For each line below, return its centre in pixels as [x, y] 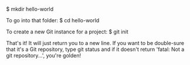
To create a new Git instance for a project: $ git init [67, 32]
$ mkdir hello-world [30, 9]
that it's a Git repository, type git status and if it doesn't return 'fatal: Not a [95, 49]
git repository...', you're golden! [43, 55]
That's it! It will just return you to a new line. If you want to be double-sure [95, 43]
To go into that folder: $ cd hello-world [53, 20]
